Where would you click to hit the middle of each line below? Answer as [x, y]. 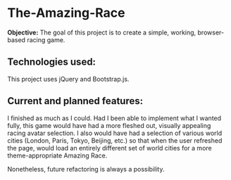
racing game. [46, 39]
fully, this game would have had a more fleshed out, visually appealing [109, 125]
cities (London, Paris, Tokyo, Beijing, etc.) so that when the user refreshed [115, 140]
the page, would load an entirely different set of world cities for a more [110, 148]
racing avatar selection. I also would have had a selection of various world [115, 133]
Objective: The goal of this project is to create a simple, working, [102, 32]
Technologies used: [52, 62]
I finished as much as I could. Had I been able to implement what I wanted [114, 118]
